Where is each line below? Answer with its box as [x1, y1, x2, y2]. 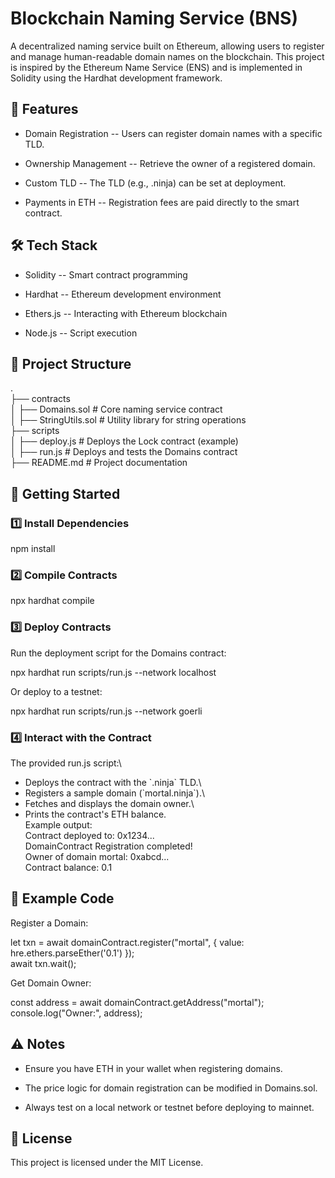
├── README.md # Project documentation [10, 457, 188, 469]
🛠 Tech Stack [10, 237, 98, 254]
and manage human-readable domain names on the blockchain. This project [10, 50, 325, 62]
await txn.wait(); [10, 957, 77, 969]
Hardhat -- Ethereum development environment [24, 288, 222, 300]
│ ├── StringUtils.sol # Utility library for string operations [10, 414, 247, 426]
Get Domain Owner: [10, 977, 92, 989]
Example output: [24, 818, 93, 831]
